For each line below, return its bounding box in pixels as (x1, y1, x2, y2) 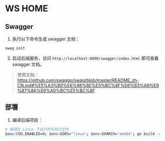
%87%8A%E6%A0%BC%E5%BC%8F (17, 88, 95, 94)
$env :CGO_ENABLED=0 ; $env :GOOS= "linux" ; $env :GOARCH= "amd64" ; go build (5, 131, 155, 136)
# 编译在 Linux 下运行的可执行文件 (5, 127, 69, 132)
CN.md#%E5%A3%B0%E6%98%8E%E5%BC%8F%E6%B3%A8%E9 (17, 82, 159, 88)
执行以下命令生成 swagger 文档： (12, 36, 80, 42)
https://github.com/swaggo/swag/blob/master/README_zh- (17, 77, 139, 83)
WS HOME (5, 3, 48, 14)
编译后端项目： (12, 117, 43, 123)
